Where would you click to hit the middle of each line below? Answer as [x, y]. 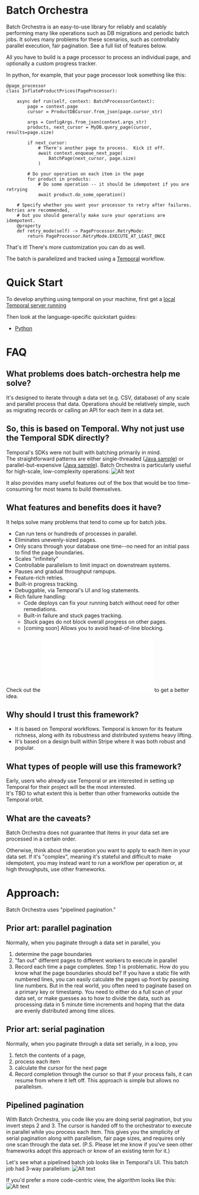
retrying [17, 189]
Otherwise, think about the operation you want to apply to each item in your [98, 850]
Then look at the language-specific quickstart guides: [72, 317]
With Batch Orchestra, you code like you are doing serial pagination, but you [99, 1119]
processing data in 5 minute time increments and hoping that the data [99, 1004]
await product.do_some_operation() [82, 194]
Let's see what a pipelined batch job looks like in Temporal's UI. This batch [97, 1162]
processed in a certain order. [41, 839]
